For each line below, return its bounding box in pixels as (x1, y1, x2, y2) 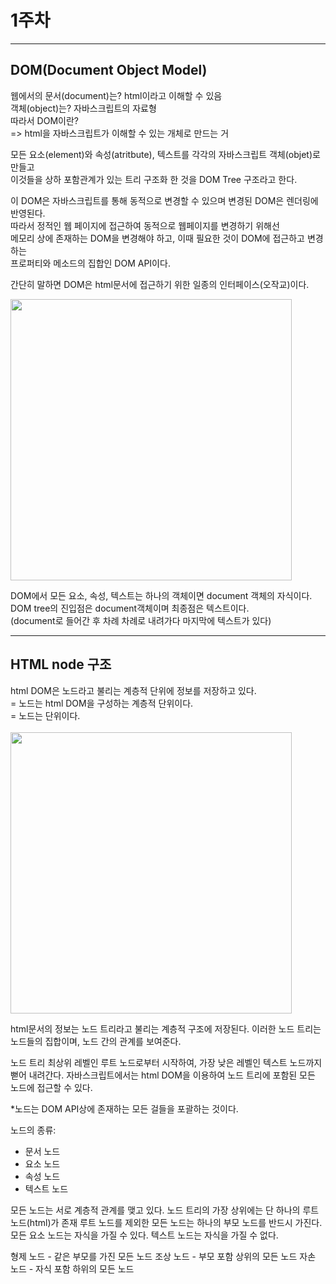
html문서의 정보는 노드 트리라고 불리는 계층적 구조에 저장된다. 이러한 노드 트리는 (10, 1022, 322, 1035)
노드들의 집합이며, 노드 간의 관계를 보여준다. (10, 1035, 182, 1047)
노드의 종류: (10, 1124, 57, 1136)
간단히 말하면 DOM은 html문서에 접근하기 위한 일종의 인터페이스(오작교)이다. (10, 278, 310, 290)
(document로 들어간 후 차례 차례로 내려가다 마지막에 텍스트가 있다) (10, 614, 272, 626)
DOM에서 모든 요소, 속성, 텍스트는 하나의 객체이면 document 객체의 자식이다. (10, 589, 313, 601)
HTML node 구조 (10, 656, 112, 673)
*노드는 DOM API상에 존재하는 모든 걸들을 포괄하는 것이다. (10, 1102, 239, 1115)
